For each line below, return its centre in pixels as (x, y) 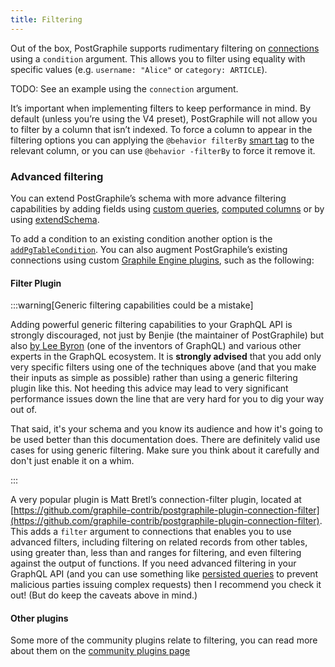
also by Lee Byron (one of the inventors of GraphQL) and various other (156, 346)
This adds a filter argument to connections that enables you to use (151, 532)
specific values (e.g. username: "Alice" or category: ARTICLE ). (139, 69)
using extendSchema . (55, 219)
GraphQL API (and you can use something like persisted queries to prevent (164, 574)
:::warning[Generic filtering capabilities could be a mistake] (132, 305)
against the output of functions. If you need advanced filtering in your (153, 563)
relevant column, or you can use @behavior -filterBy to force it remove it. (163, 150)
